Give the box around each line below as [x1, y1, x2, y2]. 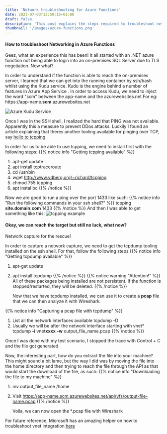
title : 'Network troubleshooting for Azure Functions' [5, 7, 121, 12]
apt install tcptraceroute [12, 164, 62, 170]
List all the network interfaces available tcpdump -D [12, 317, 118, 324]
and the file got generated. [5, 343, 60, 349]
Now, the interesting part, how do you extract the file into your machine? [5, 352, 153, 358]
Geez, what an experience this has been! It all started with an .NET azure [5, 52, 154, 58]
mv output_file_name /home [12, 383, 70, 389]
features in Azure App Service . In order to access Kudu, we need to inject [5, 88, 157, 95]
